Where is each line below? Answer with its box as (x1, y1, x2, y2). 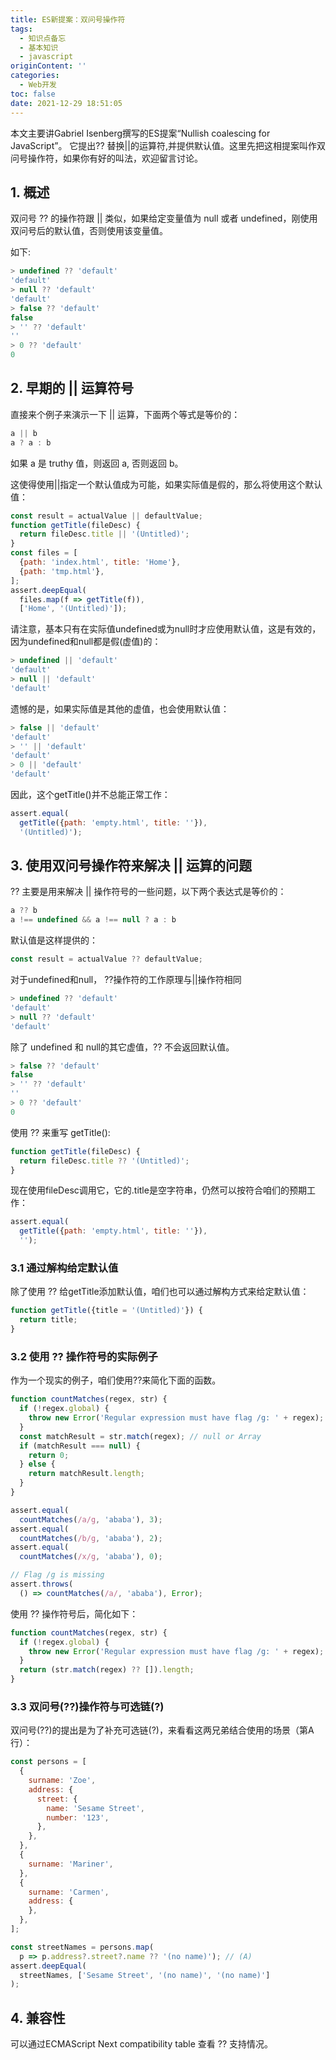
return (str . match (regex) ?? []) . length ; (19, 1665, 195, 1675)
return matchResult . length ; (28, 1469, 145, 1479)
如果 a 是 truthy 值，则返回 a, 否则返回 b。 (10, 457, 184, 469)
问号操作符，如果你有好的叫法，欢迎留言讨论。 (10, 152, 203, 164)
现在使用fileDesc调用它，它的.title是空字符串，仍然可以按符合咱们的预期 (10, 1184, 307, 1196)
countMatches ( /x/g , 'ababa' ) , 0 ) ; (19, 1552, 163, 1562)
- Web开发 (19, 80, 57, 90)
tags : (10, 24, 33, 34)
